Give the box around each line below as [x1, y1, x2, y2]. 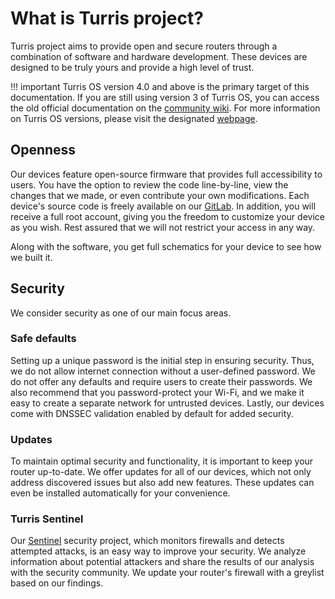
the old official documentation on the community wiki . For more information [10, 102, 321, 114]
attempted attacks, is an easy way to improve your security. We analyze [10, 545, 307, 557]
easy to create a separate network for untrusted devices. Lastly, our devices [10, 397, 325, 409]
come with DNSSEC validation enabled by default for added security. [10, 407, 294, 419]
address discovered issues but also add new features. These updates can [10, 477, 315, 489]
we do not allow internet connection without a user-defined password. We [10, 365, 316, 377]
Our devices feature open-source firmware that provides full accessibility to [10, 168, 323, 180]
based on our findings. [10, 577, 104, 589]
